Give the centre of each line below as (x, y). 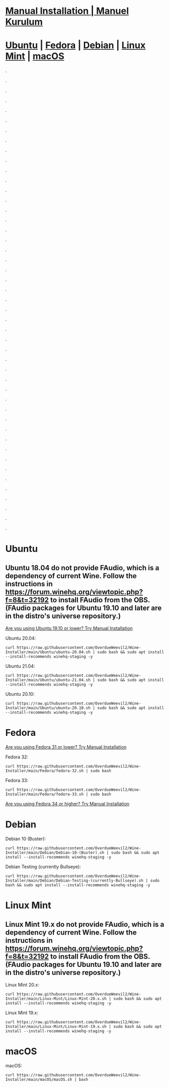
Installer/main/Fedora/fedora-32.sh (44, 771)
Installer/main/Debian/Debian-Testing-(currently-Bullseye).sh (74, 881)
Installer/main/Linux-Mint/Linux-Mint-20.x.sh (56, 999)
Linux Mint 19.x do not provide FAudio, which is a (85, 924)
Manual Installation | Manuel (67, 11)
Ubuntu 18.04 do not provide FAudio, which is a (82, 568)
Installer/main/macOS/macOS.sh (39, 1079)
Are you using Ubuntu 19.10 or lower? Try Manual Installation (69, 628)
